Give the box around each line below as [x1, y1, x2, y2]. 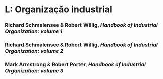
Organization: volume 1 [5, 28, 63, 35]
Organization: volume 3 [5, 67, 64, 74]
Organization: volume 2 [5, 48, 64, 55]
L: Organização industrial [5, 4, 113, 15]
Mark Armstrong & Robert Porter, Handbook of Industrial [5, 61, 146, 68]
